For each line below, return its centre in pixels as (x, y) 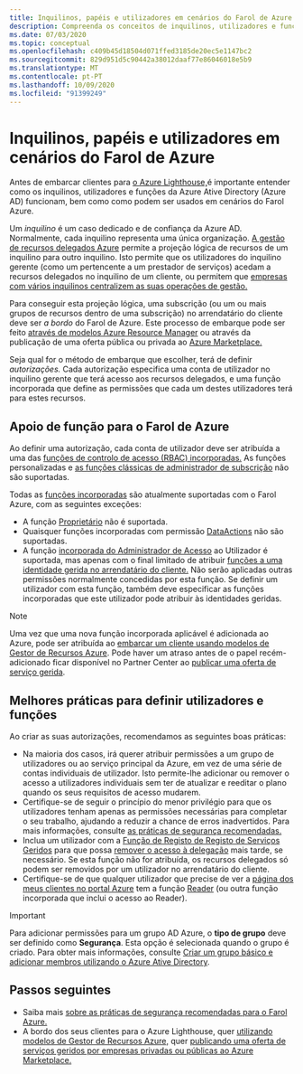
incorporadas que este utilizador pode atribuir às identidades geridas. (152, 598)
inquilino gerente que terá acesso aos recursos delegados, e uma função (145, 379)
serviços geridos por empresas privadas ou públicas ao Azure (138, 1050)
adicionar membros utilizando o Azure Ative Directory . (110, 962)
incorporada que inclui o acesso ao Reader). (105, 898)
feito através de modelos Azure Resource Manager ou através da (130, 333)
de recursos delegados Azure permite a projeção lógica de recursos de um (149, 248)
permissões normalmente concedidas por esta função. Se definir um (150, 579)
